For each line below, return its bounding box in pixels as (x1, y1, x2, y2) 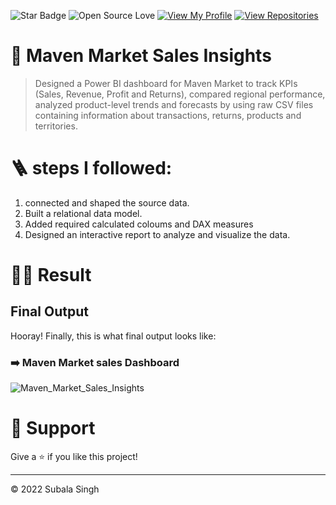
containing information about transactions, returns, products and (34, 109, 302, 121)
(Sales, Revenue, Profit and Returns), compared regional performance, (34, 88, 326, 100)
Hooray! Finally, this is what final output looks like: (10, 330, 217, 342)
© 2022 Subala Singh (10, 483, 100, 495)
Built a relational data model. (24, 207, 143, 219)
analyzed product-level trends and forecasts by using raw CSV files (34, 98, 314, 110)
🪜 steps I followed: (10, 157, 173, 180)
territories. (34, 120, 78, 132)
